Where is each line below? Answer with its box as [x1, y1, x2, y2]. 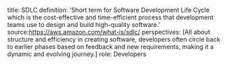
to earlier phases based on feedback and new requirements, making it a [7, 43, 214, 50]
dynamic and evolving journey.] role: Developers [7, 50, 147, 58]
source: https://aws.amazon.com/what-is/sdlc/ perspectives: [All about [7, 28, 211, 36]
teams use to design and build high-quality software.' [7, 21, 161, 28]
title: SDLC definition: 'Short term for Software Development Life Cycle [7, 6, 210, 14]
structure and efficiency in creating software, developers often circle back [7, 35, 221, 44]
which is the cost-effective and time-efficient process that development [7, 13, 214, 21]
